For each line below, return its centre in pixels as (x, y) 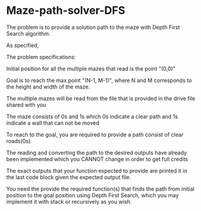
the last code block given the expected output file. (69, 177)
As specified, (23, 45)
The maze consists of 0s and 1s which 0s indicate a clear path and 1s (92, 116)
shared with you (26, 105)
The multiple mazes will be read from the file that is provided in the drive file (101, 98)
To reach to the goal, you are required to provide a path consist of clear (95, 134)
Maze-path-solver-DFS (66, 11)
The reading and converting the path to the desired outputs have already (97, 153)
